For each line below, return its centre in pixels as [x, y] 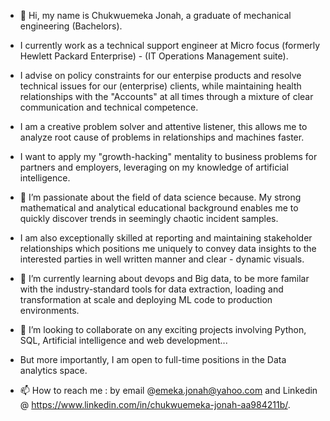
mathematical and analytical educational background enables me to [159, 208]
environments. [49, 310]
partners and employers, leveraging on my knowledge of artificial [154, 167]
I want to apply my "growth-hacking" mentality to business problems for [168, 156]
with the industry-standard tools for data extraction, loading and [151, 289]
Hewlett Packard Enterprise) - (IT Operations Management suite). [154, 56]
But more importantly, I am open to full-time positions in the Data [153, 359]
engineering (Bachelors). [71, 26]
